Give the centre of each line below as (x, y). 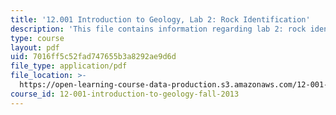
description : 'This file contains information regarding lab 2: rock (158, 29)
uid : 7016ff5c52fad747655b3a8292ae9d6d (93, 57)
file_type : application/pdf (69, 66)
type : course (37, 38)
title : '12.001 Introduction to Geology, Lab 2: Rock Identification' (160, 19)
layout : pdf (35, 47)
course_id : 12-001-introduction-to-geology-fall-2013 (125, 94)
